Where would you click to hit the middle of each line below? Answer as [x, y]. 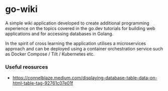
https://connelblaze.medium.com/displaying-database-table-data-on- [85, 78]
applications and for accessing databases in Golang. [59, 33]
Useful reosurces [27, 67]
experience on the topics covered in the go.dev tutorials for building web [80, 28]
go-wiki [22, 9]
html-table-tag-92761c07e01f [43, 83]
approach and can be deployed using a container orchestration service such [84, 48]
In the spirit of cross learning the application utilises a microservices [76, 43]
